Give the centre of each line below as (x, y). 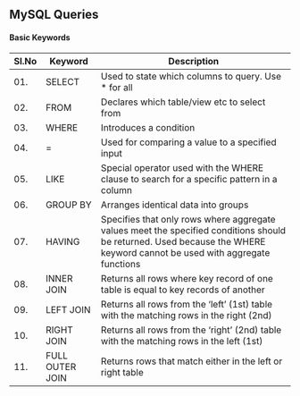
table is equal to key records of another (183, 290)
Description (194, 61)
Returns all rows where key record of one (187, 278)
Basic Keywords (40, 37)
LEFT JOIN (68, 309)
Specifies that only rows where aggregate (188, 219)
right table (123, 372)
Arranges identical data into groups (175, 205)
